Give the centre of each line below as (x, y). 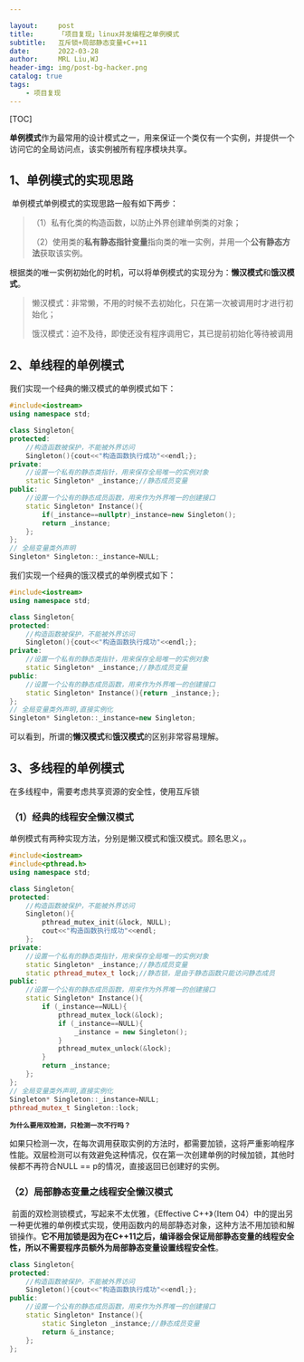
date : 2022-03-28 (54, 51)
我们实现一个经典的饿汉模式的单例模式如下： (93, 575)
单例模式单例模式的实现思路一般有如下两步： (95, 204)
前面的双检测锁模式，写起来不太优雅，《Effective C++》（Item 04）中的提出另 (152, 1213)
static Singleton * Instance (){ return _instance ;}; (123, 693)
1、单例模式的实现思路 (71, 181)
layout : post (42, 25)
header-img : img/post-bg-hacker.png (78, 68)
